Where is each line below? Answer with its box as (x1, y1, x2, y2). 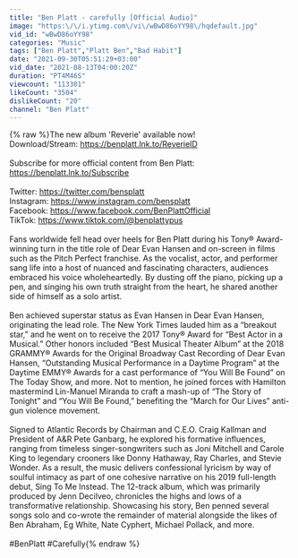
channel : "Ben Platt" (9, 105, 90, 114)
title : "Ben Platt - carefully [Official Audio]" (9, 13, 199, 22)
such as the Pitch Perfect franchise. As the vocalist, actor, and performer (9, 253, 278, 264)
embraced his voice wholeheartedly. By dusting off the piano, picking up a (9, 272, 284, 283)
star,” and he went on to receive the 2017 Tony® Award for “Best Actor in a (9, 329, 284, 340)
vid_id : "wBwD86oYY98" (9, 30, 94, 39)
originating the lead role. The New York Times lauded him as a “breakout (9, 320, 277, 331)
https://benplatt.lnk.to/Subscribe (9, 167, 130, 178)
